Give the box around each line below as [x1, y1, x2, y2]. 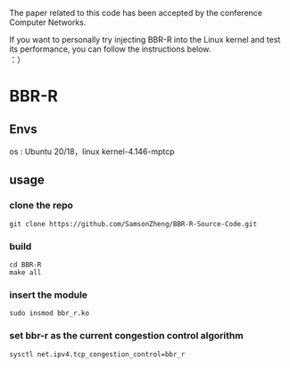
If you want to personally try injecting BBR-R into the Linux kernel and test [9, 35, 281, 45]
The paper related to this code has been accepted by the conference [9, 8, 263, 18]
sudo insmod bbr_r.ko [9, 309, 90, 318]
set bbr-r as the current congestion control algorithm [9, 330, 244, 342]
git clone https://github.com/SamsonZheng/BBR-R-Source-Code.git [9, 219, 257, 228]
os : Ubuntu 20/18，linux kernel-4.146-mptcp [9, 146, 176, 157]
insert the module [9, 289, 87, 301]
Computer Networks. [9, 17, 87, 28]
